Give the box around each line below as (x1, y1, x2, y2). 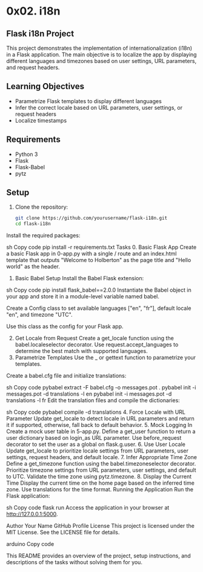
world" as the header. (6, 263, 61, 271)
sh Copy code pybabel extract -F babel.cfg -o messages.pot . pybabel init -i (6, 384, 196, 391)
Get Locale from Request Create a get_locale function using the (15, 335, 174, 342)
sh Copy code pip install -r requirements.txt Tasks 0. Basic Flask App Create (6, 244, 197, 251)
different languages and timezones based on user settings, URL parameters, (6, 58, 197, 64)
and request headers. (6, 64, 60, 71)
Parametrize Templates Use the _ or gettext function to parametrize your (15, 354, 196, 362)
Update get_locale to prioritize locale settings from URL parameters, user (6, 447, 189, 454)
